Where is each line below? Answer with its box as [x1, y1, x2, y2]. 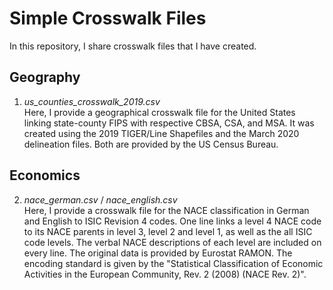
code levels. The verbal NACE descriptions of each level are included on [23, 236, 322, 248]
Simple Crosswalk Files [9, 7, 207, 30]
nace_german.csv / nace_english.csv [23, 193, 178, 206]
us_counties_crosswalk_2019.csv [23, 95, 161, 107]
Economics [9, 167, 81, 184]
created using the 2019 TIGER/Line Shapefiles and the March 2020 [23, 127, 300, 139]
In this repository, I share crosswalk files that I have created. [9, 40, 257, 52]
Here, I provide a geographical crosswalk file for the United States [23, 106, 296, 118]
